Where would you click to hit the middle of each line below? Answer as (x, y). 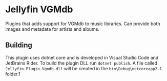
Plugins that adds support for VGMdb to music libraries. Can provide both (83, 24)
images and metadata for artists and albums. (53, 29)
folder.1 (13, 74)
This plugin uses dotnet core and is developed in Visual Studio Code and (82, 57)
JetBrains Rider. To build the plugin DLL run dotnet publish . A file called (81, 63)
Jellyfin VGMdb (39, 9)
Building (19, 45)
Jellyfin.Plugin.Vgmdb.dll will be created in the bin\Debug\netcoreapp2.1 (84, 68)
